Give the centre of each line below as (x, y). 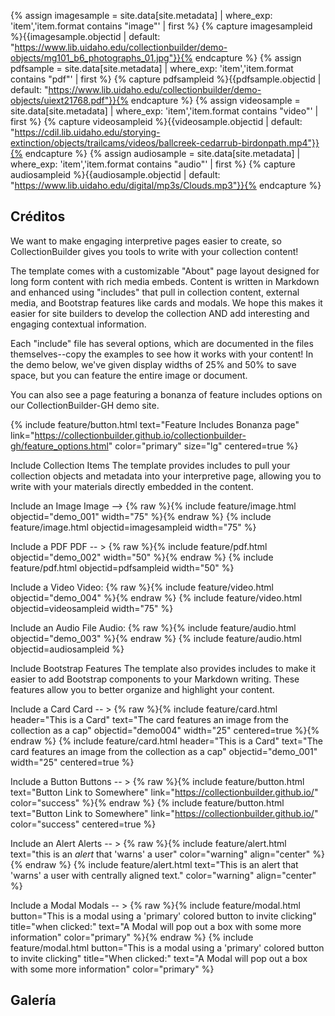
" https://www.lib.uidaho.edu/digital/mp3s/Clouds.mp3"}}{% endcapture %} (166, 185)
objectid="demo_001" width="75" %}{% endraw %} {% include (141, 516)
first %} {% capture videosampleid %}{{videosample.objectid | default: (156, 121)
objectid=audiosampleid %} (67, 649)
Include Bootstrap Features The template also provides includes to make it (163, 668)
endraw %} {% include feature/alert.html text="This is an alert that (161, 864)
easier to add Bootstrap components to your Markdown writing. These (155, 679)
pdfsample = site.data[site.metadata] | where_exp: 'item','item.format (152, 68)
